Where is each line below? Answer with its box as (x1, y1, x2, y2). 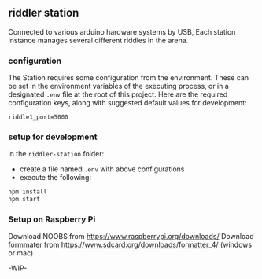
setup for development (8, 131, 98, 142)
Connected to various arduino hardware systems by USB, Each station (8, 27, 236, 36)
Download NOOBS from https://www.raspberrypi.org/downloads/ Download (8, 232, 254, 241)
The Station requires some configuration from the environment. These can (8, 73, 249, 83)
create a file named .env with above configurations (19, 164, 185, 174)
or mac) (8, 248, 34, 258)
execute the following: (19, 173, 92, 182)
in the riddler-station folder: (8, 149, 105, 159)
